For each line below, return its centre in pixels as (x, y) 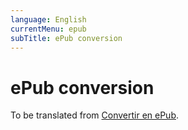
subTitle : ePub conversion (66, 38)
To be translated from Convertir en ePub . (94, 115)
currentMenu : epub (48, 29)
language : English (48, 19)
